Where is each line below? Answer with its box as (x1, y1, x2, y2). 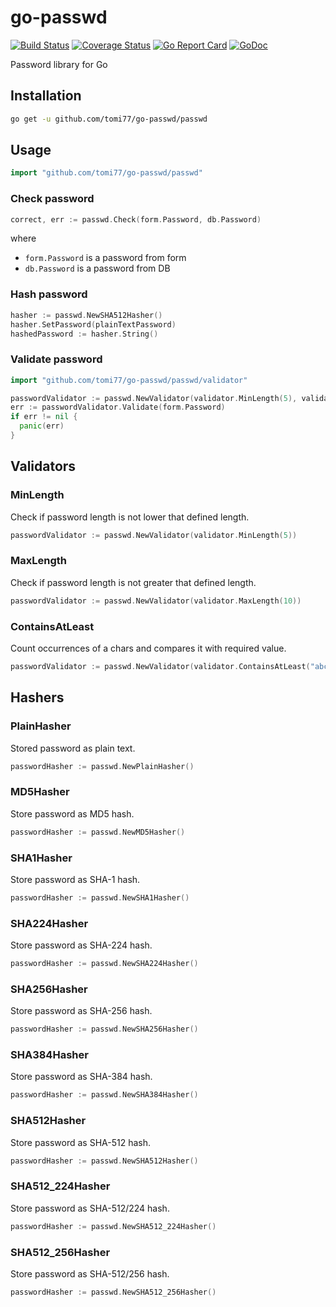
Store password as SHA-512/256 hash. (10, 1267, 170, 1280)
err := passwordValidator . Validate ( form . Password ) (10, 402, 226, 413)
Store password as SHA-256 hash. (10, 1005, 153, 1017)
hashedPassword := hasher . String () (10, 329, 159, 339)
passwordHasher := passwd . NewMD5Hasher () (10, 827, 186, 837)
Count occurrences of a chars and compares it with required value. (10, 642, 287, 654)
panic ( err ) (19, 421, 65, 431)
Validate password (10, 352, 103, 366)
